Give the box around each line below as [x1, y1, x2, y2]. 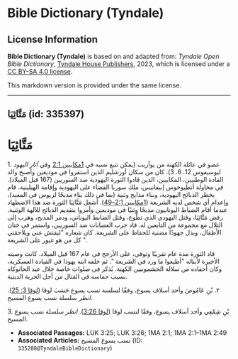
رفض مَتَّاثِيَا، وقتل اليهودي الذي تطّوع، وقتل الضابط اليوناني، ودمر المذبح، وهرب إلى [7, 213, 223, 222]
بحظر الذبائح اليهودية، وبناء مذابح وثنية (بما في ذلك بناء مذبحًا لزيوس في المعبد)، [7, 191, 215, 199]
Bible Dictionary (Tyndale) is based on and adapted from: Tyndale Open [7, 52, 220, 60]
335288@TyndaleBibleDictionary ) [17, 343, 113, 353]
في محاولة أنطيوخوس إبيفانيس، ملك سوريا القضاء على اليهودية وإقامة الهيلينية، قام [7, 183, 224, 191]
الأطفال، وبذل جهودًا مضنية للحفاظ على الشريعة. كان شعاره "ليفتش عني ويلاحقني [7, 228, 222, 237]
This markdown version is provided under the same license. [7, 81, 182, 90]
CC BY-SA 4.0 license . [7, 68, 73, 75]
